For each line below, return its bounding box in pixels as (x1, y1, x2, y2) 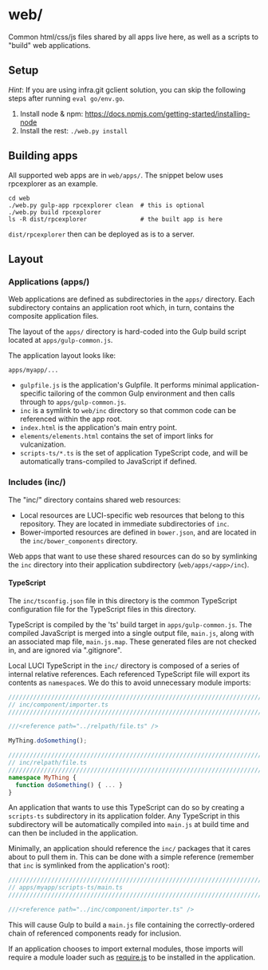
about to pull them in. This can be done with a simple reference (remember (8, 853, 254, 862)
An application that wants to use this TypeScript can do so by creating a (8, 803, 245, 813)
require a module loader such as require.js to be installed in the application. (8, 952, 256, 962)
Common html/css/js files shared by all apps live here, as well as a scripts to (8, 32, 259, 42)
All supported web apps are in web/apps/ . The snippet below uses (8, 170, 223, 180)
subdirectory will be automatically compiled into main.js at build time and (8, 820, 250, 829)
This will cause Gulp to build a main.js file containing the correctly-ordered (8, 920, 255, 929)
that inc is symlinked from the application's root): (8, 861, 170, 870)
